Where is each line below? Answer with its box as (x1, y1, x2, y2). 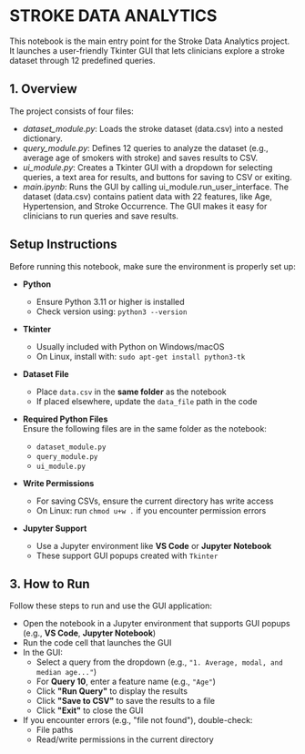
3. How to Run (9, 576, 90, 592)
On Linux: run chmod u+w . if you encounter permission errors (36, 504, 267, 515)
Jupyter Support (22, 523, 87, 534)
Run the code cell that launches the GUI (22, 637, 172, 648)
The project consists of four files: (9, 106, 134, 117)
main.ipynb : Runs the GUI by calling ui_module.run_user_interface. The (22, 181, 290, 192)
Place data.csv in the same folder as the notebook (36, 386, 227, 397)
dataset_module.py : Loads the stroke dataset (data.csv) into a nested (22, 123, 284, 134)
